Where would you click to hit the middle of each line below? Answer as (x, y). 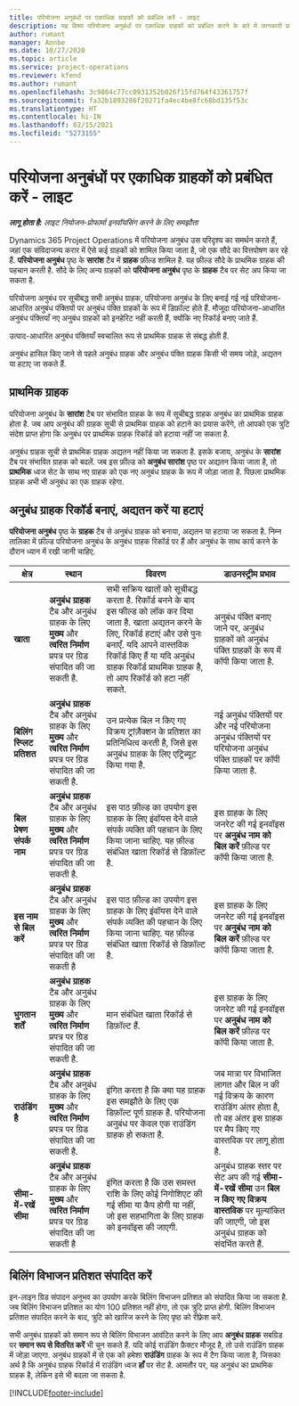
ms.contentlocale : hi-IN (55, 117)
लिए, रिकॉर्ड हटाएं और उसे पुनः (154, 634)
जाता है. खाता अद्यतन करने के (154, 623)
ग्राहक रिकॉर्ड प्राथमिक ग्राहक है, (155, 667)
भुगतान (25, 1015)
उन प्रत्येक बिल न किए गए (146, 721)
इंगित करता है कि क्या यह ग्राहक (156, 1091)
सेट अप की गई (237, 1177)
